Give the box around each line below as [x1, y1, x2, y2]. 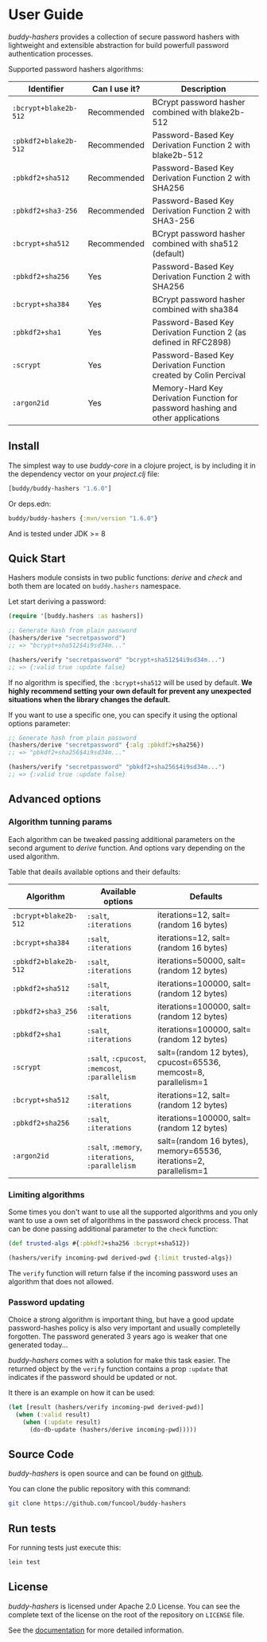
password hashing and [152, 402, 238, 413]
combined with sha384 [152, 304, 239, 315]
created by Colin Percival [152, 369, 246, 380]
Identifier [28, 83, 64, 94]
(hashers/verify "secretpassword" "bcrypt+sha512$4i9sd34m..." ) [8, 656, 226, 664]
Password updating [8, 1296, 85, 1307]
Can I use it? [92, 83, 141, 94]
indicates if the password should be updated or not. [8, 1372, 177, 1381]
